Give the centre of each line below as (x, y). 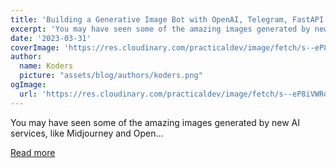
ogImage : (28, 85)
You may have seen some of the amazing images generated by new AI (155, 122)
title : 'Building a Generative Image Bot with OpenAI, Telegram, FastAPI (167, 19)
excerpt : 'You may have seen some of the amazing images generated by (160, 29)
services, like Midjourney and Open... (87, 133)
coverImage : (35, 47)
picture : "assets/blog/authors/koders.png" (111, 76)
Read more (33, 152)
